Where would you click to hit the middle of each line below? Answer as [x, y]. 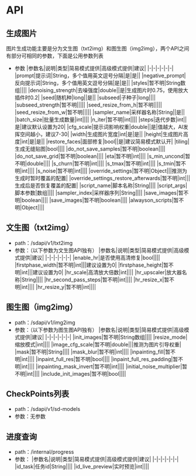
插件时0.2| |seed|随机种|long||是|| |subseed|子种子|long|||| [85, 98]
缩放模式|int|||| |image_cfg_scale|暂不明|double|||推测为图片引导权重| [98, 344]
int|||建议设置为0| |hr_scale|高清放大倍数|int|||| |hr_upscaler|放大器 [102, 272]
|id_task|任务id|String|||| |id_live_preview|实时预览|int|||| [82, 467]
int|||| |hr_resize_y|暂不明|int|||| [59, 287]
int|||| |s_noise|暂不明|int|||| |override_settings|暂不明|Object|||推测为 [104, 171]
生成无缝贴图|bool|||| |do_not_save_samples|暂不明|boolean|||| [90, 149]
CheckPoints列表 [38, 394]
